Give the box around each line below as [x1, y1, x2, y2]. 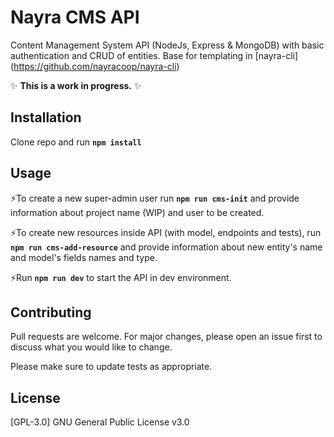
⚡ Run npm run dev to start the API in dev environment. [10, 271, 232, 283]
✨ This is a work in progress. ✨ [10, 79, 142, 91]
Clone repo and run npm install [10, 136, 142, 148]
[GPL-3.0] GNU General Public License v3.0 [10, 416, 190, 428]
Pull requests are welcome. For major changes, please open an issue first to [10, 331, 323, 343]
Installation [10, 109, 82, 126]
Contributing [10, 304, 92, 321]
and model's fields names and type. [10, 251, 158, 263]
